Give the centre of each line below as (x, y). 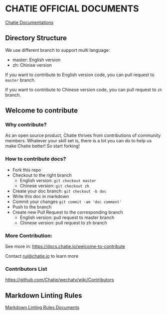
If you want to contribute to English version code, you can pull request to (80, 75)
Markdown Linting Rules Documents (42, 308)
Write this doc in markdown (40, 196)
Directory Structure (36, 38)
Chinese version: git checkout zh (55, 186)
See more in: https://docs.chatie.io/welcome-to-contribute (65, 246)
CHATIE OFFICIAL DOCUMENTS (72, 9)
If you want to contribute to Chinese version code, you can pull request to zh (83, 90)
